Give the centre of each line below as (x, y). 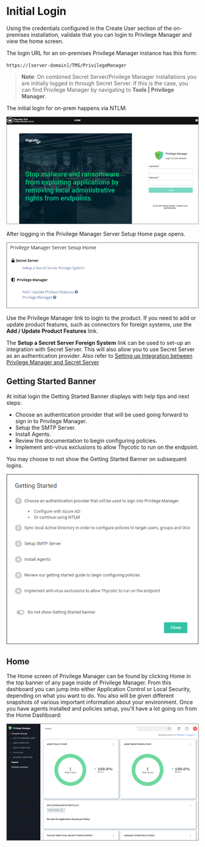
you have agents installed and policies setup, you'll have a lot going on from (102, 709)
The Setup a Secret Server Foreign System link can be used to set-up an (99, 343)
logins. (15, 465)
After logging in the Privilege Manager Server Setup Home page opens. (96, 234)
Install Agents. (33, 434)
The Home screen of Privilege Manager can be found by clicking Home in (99, 676)
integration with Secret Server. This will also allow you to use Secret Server (101, 349)
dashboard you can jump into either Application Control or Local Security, (99, 689)
